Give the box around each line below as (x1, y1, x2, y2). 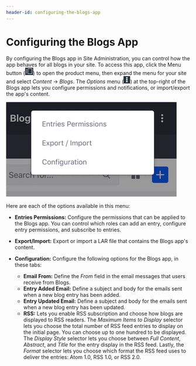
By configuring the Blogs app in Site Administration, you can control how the (6, 54, 190, 61)
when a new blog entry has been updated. (23, 303, 126, 310)
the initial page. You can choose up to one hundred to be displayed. (23, 329, 187, 336)
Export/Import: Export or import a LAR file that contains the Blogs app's (14, 237, 188, 244)
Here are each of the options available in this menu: (6, 202, 130, 209)
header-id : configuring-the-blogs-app (6, 9, 101, 15)
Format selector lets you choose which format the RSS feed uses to (23, 347, 186, 354)
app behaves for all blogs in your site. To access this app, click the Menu (6, 61, 181, 68)
